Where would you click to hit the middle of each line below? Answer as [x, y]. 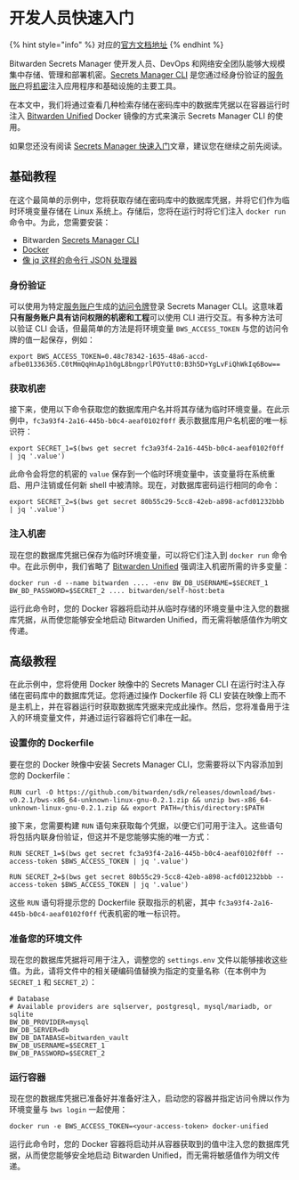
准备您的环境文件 [46, 939]
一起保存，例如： [64, 340]
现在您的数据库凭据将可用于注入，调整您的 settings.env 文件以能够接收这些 [148, 960]
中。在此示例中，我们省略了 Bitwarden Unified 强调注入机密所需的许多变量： [149, 566]
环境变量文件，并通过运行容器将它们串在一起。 [110, 718]
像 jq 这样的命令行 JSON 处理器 [80, 260]
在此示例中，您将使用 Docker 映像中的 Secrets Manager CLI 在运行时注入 [143, 684]
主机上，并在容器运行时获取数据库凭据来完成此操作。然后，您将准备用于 [149, 707]
